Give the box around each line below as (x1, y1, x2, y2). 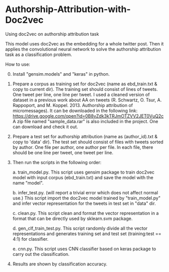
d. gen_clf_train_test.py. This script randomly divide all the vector (12, 225, 148, 231)
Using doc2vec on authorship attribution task (5, 31, 99, 37)
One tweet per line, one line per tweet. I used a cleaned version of (12, 91, 150, 97)
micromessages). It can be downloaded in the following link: (12, 107, 138, 114)
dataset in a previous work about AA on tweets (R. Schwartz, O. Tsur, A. (12, 97, 162, 103)
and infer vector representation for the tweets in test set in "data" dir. (12, 200, 156, 206)
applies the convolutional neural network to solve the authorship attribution (5, 46, 161, 52)
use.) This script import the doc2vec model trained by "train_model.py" (12, 195, 160, 201)
